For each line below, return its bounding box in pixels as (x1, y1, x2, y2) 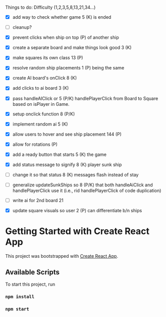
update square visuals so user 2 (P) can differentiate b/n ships (12, 208, 142, 214)
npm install (5, 294, 35, 299)
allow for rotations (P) (12, 141, 58, 147)
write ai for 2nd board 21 (12, 197, 64, 204)
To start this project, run (5, 281, 56, 287)
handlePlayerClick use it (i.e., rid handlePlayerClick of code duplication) (12, 187, 161, 194)
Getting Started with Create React (5, 225, 150, 237)
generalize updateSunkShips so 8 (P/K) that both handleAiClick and (12, 182, 153, 188)
